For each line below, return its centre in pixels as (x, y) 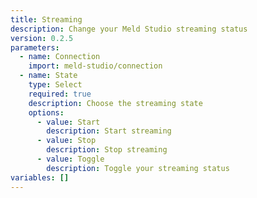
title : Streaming (46, 19)
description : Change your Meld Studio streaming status (129, 29)
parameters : (35, 47)
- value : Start (68, 122)
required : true (60, 94)
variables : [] (40, 177)
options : (46, 112)
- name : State (48, 76)
